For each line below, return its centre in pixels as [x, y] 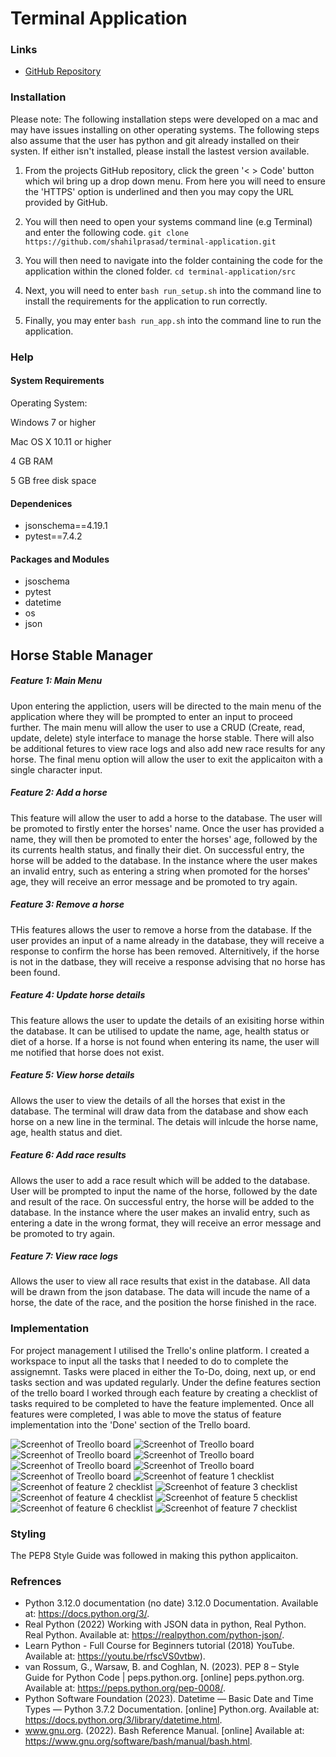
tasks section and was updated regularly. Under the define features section [165, 1382]
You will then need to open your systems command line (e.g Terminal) [168, 221]
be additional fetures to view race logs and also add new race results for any [168, 748]
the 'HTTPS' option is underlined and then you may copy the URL [159, 191]
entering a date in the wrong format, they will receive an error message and [166, 1223]
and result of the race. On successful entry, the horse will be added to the [162, 1201]
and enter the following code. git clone [106, 232]
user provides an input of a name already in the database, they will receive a [167, 940]
